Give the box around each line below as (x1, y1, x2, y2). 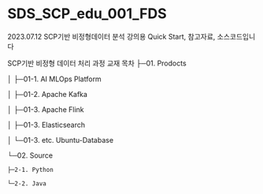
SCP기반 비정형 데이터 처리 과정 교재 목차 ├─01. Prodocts (7, 58, 187, 68)
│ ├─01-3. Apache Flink (7, 104, 84, 114)
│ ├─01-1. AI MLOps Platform (7, 74, 102, 84)
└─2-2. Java (7, 179, 46, 188)
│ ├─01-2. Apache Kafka (7, 89, 88, 99)
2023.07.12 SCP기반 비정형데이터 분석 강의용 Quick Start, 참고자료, (7, 32, 216, 41)
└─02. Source (7, 151, 54, 160)
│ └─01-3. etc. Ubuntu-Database (7, 135, 114, 144)
